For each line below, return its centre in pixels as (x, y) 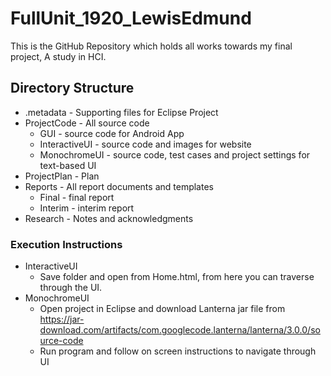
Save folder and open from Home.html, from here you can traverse (177, 277)
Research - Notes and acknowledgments (109, 218)
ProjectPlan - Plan (62, 176)
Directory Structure (72, 88)
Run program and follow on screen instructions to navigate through (178, 351)
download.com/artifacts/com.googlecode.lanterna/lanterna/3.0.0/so (180, 330)
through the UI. (71, 288)
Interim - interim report (87, 208)
